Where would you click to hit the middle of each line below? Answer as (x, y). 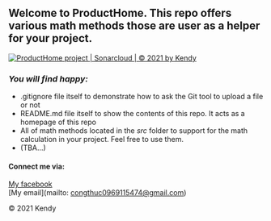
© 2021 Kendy (32, 208)
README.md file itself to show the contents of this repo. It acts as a (132, 114)
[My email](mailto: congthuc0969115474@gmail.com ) (97, 193)
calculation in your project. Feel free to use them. (102, 140)
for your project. (51, 38)
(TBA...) (33, 148)
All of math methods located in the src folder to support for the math (134, 131)
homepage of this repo (58, 122)
